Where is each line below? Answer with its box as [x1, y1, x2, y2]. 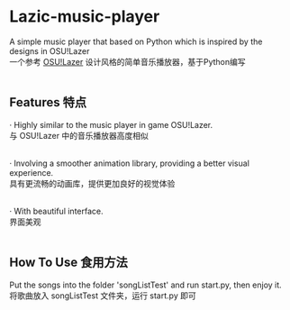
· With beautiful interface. [9, 205, 104, 216]
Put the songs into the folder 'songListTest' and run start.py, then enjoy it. [9, 279, 282, 290]
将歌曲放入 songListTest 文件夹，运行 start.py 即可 [9, 290, 196, 301]
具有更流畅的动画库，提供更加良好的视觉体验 [9, 178, 176, 188]
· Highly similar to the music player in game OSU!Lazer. [9, 119, 213, 130]
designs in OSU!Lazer [9, 45, 90, 56]
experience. [9, 167, 54, 178]
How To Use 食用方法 [9, 255, 128, 270]
